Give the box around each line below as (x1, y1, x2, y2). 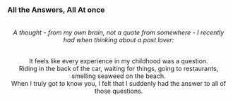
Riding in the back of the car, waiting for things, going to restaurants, (18, 65, 219, 73)
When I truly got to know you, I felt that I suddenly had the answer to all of (11, 79, 227, 88)
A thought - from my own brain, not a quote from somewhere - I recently (13, 28, 225, 37)
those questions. (94, 87, 143, 96)
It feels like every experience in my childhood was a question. (29, 57, 208, 65)
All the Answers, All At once (7, 5, 105, 15)
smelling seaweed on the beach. (71, 72, 166, 80)
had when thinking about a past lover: (63, 36, 174, 44)
